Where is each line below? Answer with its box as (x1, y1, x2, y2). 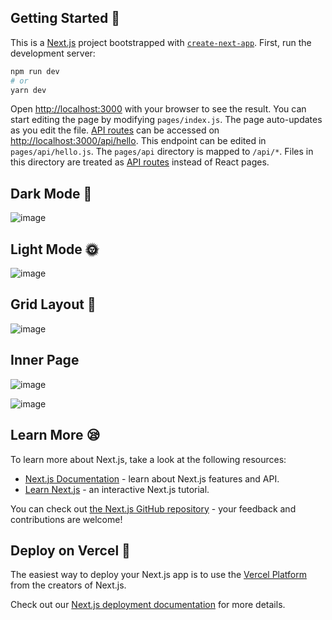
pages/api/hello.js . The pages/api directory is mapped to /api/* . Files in (10, 146, 314, 158)
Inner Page (10, 352, 80, 369)
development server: (10, 47, 96, 59)
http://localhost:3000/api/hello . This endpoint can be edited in (10, 135, 267, 147)
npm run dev (10, 66, 60, 76)
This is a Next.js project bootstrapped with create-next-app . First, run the (10, 36, 312, 48)
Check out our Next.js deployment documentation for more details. (10, 599, 286, 611)
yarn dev (10, 85, 47, 95)
